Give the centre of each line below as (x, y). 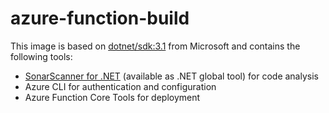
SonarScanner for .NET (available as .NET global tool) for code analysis (171, 76)
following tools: (41, 56)
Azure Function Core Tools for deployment (112, 97)
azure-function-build (100, 18)
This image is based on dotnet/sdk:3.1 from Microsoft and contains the (155, 46)
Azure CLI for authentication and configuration (120, 86)
